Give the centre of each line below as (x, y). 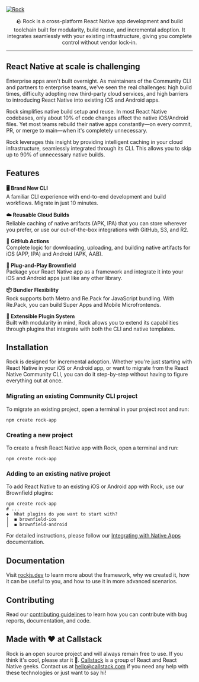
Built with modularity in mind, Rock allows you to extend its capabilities (92, 322)
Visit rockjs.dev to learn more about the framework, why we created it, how (98, 575)
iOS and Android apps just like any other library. (64, 278)
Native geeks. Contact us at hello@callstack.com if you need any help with (97, 666)
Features (23, 173)
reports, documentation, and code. (49, 620)
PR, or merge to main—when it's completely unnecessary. (77, 130)
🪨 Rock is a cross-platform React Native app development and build (99, 21)
